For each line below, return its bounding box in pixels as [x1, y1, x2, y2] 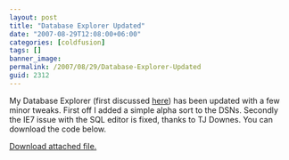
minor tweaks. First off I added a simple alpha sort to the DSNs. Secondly [9, 104, 279, 116]
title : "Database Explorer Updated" [9, 21, 145, 30]
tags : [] [9, 46, 42, 55]
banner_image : [9, 54, 62, 63]
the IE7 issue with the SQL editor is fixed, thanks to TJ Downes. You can [9, 114, 274, 124]
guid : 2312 [9, 71, 50, 80]
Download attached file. [9, 140, 97, 151]
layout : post [9, 12, 58, 22]
